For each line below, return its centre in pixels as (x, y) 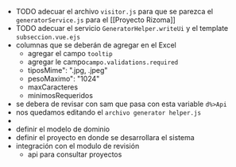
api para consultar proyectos (75, 154)
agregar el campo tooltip (70, 53)
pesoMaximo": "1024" (64, 79)
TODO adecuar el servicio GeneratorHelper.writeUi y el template (122, 28)
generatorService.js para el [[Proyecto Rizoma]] (96, 20)
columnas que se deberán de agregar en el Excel (96, 45)
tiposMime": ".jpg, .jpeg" (68, 70)
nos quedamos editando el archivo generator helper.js (108, 112)
